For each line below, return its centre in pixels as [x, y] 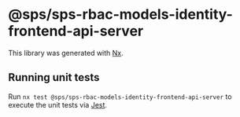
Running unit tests [54, 77]
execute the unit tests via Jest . [58, 104]
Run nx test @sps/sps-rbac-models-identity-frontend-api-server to [120, 97]
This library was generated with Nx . [66, 53]
